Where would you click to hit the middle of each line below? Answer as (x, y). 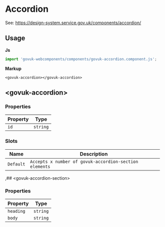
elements (40, 166)
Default (16, 164)
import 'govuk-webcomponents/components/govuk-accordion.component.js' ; (81, 59)
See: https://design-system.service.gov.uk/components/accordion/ (73, 23)
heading (16, 211)
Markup (13, 68)
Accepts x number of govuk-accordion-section (84, 162)
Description (94, 154)
